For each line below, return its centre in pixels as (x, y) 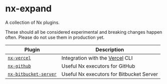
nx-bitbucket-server (32, 74)
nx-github (19, 66)
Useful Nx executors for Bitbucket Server (110, 74)
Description (110, 49)
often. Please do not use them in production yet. (55, 37)
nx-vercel (19, 58)
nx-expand (28, 9)
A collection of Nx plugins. (33, 22)
